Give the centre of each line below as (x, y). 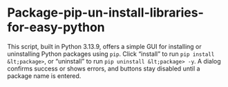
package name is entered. (44, 76)
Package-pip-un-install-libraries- (105, 13)
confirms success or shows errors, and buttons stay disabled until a (104, 68)
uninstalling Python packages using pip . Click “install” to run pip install (111, 54)
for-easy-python (56, 27)
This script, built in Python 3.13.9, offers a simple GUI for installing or (104, 46)
